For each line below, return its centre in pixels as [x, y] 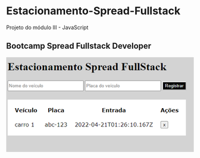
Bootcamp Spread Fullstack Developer [79, 46]
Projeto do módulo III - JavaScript [47, 27]
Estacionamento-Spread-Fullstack [93, 11]
